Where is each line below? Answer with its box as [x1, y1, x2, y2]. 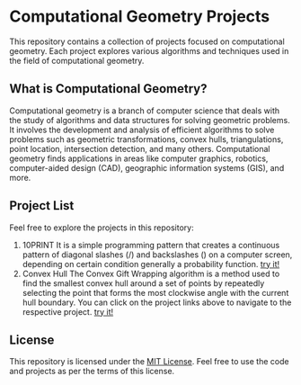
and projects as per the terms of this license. [9, 366, 175, 377]
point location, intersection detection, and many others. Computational [9, 143, 270, 154]
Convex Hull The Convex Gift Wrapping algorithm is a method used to [22, 268, 280, 279]
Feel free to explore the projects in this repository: [9, 222, 195, 233]
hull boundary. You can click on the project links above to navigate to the [22, 297, 292, 308]
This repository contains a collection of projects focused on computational [9, 36, 285, 47]
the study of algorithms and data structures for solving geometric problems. [9, 114, 290, 125]
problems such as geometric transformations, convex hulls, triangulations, [9, 133, 284, 145]
